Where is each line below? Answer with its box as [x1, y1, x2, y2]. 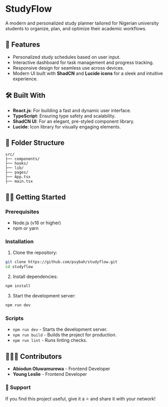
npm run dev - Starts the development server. [12, 326, 108, 333]
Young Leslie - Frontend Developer [12, 371, 87, 377]
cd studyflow [5, 264, 33, 269]
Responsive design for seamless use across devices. [12, 65, 124, 71]
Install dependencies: [12, 273, 58, 280]
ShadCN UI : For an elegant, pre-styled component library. [12, 118, 135, 124]
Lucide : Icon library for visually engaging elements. [12, 123, 121, 130]
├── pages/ [5, 170, 29, 175]
